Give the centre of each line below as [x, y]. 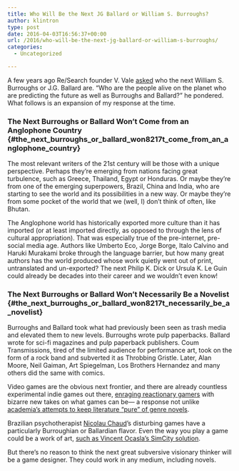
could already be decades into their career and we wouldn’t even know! [113, 276]
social [16, 246]
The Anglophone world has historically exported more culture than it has [114, 223]
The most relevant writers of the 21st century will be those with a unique [113, 164]
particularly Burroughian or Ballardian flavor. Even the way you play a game [118, 431]
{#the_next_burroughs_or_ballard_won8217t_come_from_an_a [118, 139]
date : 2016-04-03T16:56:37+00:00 [57, 34]
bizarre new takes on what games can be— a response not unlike [103, 402]
